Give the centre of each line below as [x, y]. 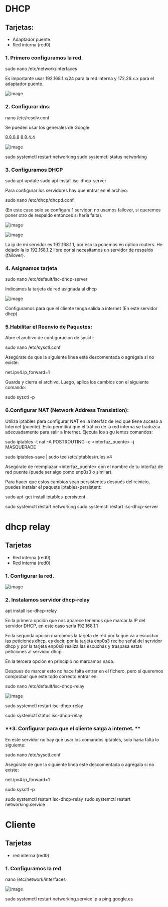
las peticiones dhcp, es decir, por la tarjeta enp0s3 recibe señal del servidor [84, 641]
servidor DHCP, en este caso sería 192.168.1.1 [52, 626]
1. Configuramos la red [33, 868]
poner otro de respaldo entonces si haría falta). [54, 215]
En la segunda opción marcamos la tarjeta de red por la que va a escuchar [82, 636]
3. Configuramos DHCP [34, 170]
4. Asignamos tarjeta [31, 268]
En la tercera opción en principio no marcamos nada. [60, 661]
